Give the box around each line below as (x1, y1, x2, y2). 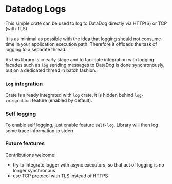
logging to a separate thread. (5, 46, 67, 52)
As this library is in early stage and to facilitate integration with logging (5, 56, 155, 62)
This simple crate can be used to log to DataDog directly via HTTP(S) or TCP (5, 20, 167, 26)
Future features (5, 140, 45, 147)
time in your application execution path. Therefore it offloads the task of (5, 41, 158, 47)
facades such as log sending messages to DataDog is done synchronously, (5, 62, 165, 68)
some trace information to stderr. (5, 127, 75, 134)
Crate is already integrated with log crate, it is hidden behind (5, 92, 133, 98)
